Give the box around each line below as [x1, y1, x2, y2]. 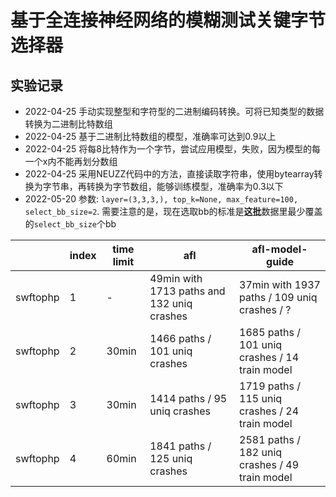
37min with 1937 [239, 278, 321, 291]
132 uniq [149, 297, 193, 310]
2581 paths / [239, 433, 301, 446]
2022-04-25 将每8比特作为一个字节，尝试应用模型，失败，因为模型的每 [24, 143, 321, 155]
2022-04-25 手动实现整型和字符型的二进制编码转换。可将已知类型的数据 [24, 106, 325, 117]
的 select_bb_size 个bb [24, 218, 117, 230]
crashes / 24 [239, 404, 299, 418]
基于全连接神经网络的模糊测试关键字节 [10, 9, 327, 32]
